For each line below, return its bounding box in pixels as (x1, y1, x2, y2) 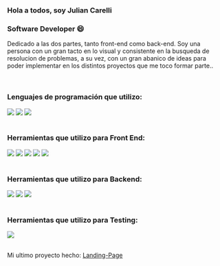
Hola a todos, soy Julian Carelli (7, 6, 112, 15)
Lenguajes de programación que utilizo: (7, 92, 142, 102)
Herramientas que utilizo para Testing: (7, 216, 138, 225)
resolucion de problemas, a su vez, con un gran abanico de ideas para (7, 54, 206, 63)
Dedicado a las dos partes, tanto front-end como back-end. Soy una (7, 40, 201, 48)
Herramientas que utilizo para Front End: (7, 133, 146, 143)
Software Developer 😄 (7, 23, 85, 33)
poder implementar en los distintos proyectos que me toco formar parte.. (7, 61, 214, 70)
